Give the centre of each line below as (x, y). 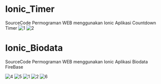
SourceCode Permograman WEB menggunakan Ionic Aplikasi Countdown (80, 23)
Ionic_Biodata (34, 48)
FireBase (14, 67)
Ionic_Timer (30, 9)
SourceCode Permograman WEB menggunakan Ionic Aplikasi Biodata (77, 62)
